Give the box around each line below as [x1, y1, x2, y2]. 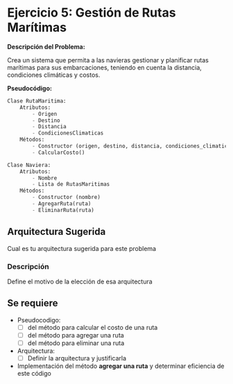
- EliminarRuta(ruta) [32, 207, 95, 213]
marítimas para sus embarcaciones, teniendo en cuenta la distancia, [7, 63, 202, 71]
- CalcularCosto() [32, 149, 85, 156]
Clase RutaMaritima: [7, 97, 67, 105]
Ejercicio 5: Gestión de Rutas [7, 5, 176, 21]
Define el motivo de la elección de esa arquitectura [7, 277, 153, 286]
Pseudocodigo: [17, 315, 61, 324]
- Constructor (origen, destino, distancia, [32, 143, 163, 150]
